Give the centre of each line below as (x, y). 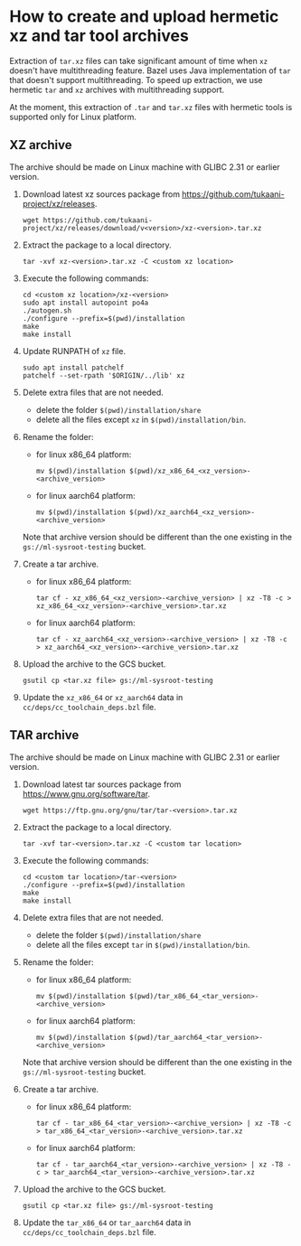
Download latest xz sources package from (101, 194)
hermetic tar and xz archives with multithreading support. (117, 89)
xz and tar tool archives (99, 36)
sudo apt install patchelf (73, 368)
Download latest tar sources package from (102, 784)
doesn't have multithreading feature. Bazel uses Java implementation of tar (150, 70)
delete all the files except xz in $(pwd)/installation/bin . (141, 419)
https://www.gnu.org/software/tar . (86, 793)
